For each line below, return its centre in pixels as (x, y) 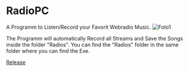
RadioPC (27, 11)
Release (16, 62)
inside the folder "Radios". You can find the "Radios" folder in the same (92, 45)
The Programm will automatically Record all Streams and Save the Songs (94, 38)
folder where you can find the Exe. (48, 50)
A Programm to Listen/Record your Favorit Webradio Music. (79, 27)
